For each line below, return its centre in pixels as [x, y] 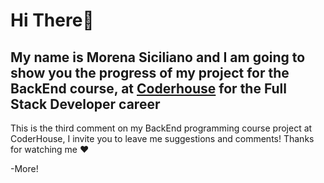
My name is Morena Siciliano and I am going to [158, 57]
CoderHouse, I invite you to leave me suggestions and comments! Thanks [162, 138]
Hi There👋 [52, 20]
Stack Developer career [85, 104]
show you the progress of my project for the [150, 72]
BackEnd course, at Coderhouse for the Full [148, 88]
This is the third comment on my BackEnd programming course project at [161, 128]
